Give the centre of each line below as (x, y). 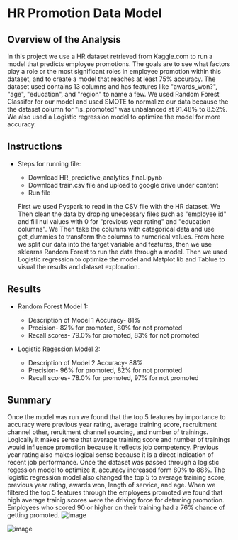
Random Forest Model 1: (53, 306)
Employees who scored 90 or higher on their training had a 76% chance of (116, 508)
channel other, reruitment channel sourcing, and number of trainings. (108, 432)
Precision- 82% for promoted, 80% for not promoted (105, 328)
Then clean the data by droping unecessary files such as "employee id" (122, 214)
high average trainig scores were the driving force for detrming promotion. (116, 500)
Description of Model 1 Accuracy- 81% (84, 320)
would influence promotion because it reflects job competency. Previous (113, 447)
